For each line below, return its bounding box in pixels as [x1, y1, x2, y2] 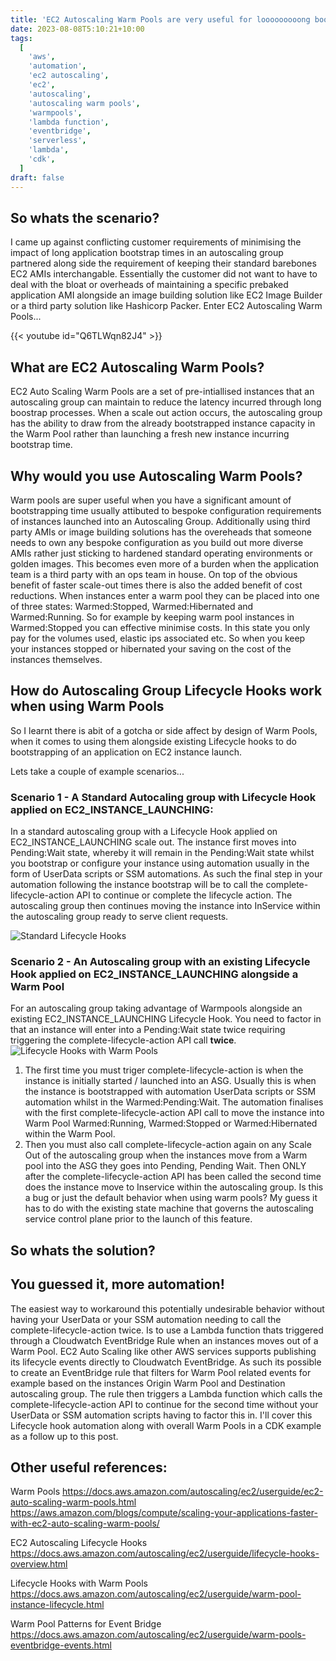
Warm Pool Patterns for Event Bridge [10, 1618, 162, 1630]
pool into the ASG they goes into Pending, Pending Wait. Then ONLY [24, 1160, 307, 1172]
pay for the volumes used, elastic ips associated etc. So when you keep [10, 632, 306, 644]
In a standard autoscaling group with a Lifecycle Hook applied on [10, 826, 278, 838]
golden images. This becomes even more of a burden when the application [10, 557, 320, 570]
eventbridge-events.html [10, 1639, 112, 1651]
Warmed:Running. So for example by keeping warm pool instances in [10, 611, 295, 623]
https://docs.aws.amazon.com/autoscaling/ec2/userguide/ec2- [62, 1486, 324, 1498]
